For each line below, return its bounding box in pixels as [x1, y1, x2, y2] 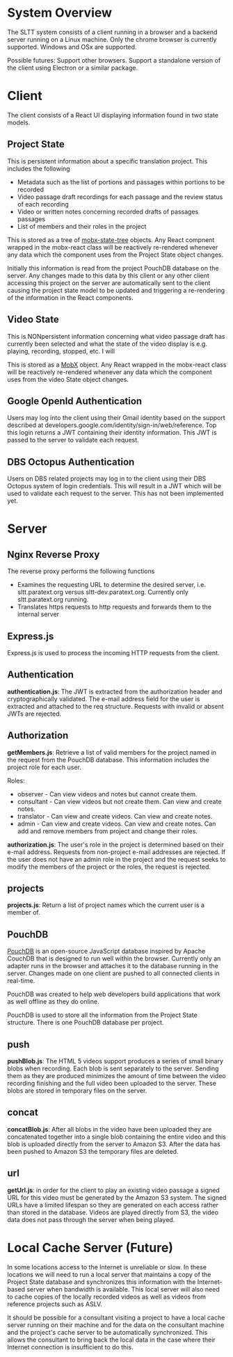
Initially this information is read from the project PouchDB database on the [7, 264, 219, 272]
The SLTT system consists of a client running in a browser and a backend [7, 28, 218, 36]
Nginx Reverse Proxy [7, 548, 100, 561]
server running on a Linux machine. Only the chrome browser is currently [7, 35, 217, 43]
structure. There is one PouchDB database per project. [7, 1018, 164, 1027]
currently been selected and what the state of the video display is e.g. [7, 339, 207, 348]
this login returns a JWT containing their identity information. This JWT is [7, 428, 217, 437]
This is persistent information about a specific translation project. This [7, 156, 208, 165]
